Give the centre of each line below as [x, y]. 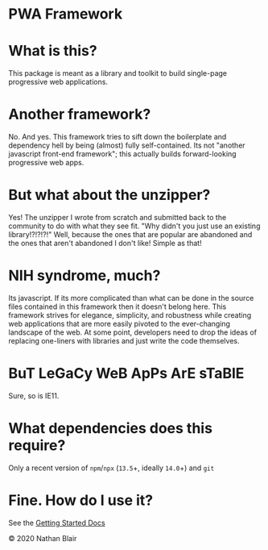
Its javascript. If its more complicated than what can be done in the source [131, 298]
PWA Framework [66, 14]
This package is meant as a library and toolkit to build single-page [118, 73]
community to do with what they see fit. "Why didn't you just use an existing [134, 226]
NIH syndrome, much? [85, 276]
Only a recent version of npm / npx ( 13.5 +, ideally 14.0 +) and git [111, 468]
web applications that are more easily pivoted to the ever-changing [120, 323]
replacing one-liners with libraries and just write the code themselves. [124, 340]
